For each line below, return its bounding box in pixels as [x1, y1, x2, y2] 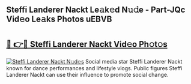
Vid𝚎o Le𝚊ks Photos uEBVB [6, 14, 112, 25]
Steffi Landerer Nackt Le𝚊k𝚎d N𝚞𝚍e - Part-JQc [6, 5, 186, 15]
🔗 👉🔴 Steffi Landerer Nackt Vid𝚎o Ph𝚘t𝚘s [6, 39, 168, 49]
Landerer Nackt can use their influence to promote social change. [6, 71, 169, 78]
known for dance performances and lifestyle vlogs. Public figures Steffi [6, 65, 183, 71]
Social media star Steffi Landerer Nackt [85, 58, 183, 65]
